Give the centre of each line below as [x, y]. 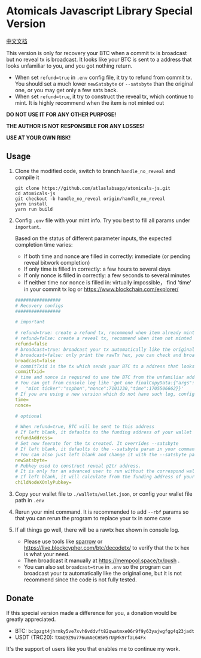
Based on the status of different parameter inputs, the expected [93, 238]
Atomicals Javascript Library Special [100, 11]
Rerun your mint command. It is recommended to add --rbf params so [102, 512]
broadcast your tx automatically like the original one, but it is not [103, 573]
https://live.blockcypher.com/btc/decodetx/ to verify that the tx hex [106, 548]
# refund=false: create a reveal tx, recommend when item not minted [103, 339]
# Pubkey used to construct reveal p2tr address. [78, 466]
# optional [28, 416]
